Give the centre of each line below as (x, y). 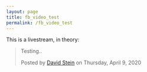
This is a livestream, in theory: (43, 40)
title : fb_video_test (33, 17)
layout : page (22, 12)
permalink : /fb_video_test (39, 23)
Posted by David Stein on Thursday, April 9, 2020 (81, 62)
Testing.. (31, 51)
